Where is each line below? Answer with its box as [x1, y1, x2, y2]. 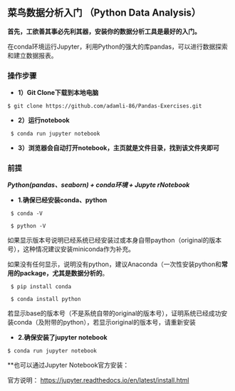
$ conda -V [10, 210, 43, 218]
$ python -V [10, 223, 46, 230]
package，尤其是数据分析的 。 [19, 269, 109, 278]
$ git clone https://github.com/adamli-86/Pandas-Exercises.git [7, 103, 202, 110]
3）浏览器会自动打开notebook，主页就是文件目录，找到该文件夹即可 [17, 143, 219, 152]
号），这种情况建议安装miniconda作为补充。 [7, 245, 135, 253]
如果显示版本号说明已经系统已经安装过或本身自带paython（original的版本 [7, 236, 222, 245]
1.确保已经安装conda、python [17, 195, 108, 205]
